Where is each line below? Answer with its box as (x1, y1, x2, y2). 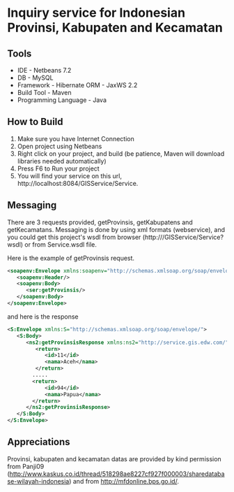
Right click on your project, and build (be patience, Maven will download (17, 149, 225, 158)
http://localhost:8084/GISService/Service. (17, 179, 139, 187)
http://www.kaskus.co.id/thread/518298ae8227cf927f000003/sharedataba (9, 470, 225, 478)
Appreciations (7, 436, 71, 448)
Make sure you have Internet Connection (17, 134, 134, 143)
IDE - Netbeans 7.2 (17, 66, 72, 74)
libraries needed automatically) (17, 157, 107, 165)
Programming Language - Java (17, 96, 107, 104)
